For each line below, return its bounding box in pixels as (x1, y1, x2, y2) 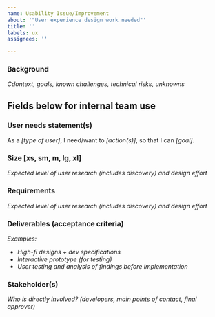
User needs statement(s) (7, 120, 93, 130)
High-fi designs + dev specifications (17, 248, 121, 256)
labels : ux (7, 29, 39, 36)
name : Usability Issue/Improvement (7, 10, 110, 17)
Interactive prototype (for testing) (17, 255, 112, 263)
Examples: (7, 234, 37, 243)
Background (7, 65, 50, 74)
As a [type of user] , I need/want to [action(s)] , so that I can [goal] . (7, 136, 195, 144)
